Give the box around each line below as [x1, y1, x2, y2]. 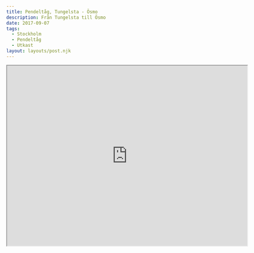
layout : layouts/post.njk [6, 48, 71, 54]
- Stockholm [11, 31, 42, 37]
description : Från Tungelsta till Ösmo [6, 14, 106, 20]
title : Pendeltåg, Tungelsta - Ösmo [6, 8, 98, 15]
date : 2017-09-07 [6, 20, 50, 26]
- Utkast [11, 43, 34, 49]
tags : [6, 25, 20, 32]
